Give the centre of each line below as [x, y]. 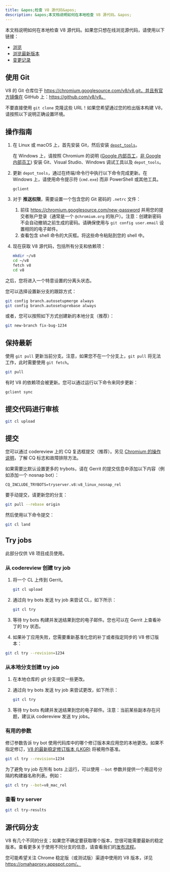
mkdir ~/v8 [24, 256]
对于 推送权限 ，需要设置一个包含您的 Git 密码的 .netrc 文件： [77, 199]
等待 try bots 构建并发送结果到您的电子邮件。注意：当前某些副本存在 [84, 710]
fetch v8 [22, 265]
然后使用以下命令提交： [30, 515]
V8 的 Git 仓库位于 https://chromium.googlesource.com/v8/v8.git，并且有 [82, 91]
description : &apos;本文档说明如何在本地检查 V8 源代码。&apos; [69, 15]
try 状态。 [33, 626]
